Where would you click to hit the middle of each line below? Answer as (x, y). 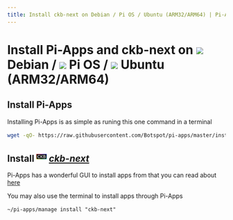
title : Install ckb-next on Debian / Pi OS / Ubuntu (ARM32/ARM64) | (110, 15)
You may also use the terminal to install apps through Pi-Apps (95, 196)
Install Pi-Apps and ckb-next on (100, 50)
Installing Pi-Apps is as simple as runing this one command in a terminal (110, 121)
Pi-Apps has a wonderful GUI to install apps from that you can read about (112, 175)
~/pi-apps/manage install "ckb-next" (62, 210)
